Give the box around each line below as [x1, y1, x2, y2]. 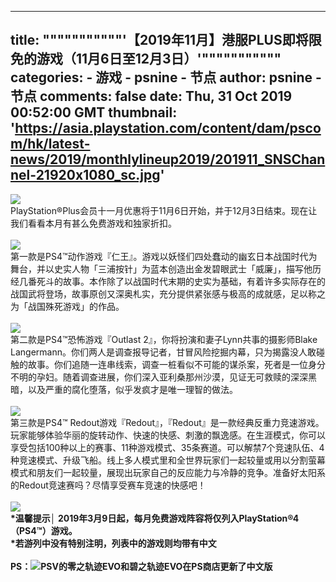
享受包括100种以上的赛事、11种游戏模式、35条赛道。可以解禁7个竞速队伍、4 [10, 441, 325, 453]
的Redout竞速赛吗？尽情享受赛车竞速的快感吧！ [10, 479, 207, 491]
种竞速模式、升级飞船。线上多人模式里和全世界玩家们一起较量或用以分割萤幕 [10, 454, 326, 466]
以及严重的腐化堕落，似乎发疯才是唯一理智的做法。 [27, 383, 238, 395]
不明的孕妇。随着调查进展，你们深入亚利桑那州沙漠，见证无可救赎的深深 [10, 371, 308, 383]
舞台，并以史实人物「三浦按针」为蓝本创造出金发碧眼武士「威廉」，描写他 [10, 262, 313, 275]
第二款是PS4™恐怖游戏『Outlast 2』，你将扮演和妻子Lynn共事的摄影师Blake [10, 333, 318, 345]
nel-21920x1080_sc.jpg [10, 167, 161, 184]
